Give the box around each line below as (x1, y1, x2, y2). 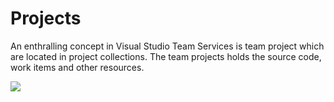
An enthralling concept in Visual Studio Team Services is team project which (10, 40, 325, 52)
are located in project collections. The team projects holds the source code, (10, 50, 322, 62)
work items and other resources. (10, 61, 145, 73)
